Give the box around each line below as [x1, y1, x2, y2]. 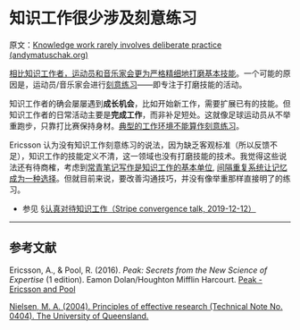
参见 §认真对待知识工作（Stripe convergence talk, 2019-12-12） [21, 203, 256, 214]
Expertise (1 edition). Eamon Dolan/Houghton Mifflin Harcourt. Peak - [9, 274, 263, 284]
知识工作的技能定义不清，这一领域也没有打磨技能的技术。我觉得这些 [28, 150, 279, 161]
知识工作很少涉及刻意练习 [9, 8, 198, 29]
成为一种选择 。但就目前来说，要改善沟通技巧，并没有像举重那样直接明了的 [9, 173, 283, 183]
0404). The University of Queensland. [9, 310, 149, 321]
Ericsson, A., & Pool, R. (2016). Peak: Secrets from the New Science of [9, 265, 268, 275]
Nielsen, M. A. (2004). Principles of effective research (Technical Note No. [9, 300, 283, 311]
